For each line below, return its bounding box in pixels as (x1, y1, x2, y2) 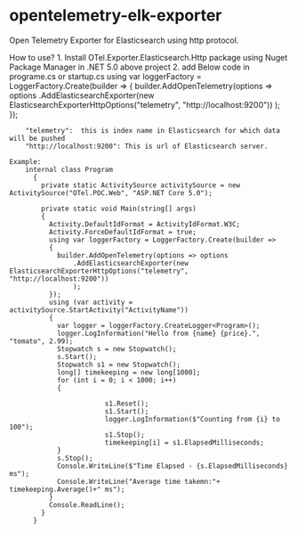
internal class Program (25, 165, 114, 174)
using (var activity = (48, 298, 133, 307)
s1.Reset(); (104, 398, 149, 408)
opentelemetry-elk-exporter (9, 5, 222, 26)
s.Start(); (56, 352, 98, 361)
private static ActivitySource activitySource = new (41, 180, 241, 190)
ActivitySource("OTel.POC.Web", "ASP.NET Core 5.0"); (9, 188, 213, 197)
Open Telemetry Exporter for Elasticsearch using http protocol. (9, 35, 239, 45)
